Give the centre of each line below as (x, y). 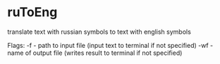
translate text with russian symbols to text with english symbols (99, 32)
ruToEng (32, 12)
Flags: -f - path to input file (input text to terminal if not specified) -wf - (110, 45)
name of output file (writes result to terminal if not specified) (95, 53)
